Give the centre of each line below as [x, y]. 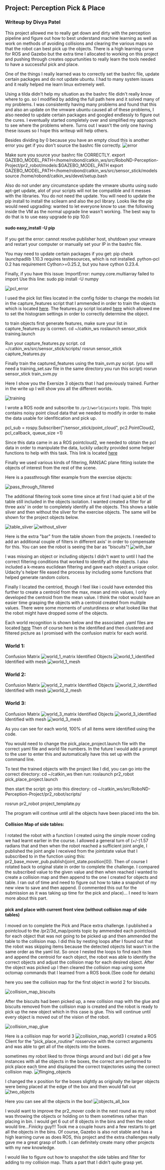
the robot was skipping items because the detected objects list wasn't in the [82, 947]
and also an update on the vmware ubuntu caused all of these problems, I [80, 109]
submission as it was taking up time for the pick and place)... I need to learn [82, 893]
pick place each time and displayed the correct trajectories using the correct [82, 1067]
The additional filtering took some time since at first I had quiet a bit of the [80, 496]
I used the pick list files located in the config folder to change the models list [82, 298]
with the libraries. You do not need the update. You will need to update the [80, 196]
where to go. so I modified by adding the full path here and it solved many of [82, 99]
